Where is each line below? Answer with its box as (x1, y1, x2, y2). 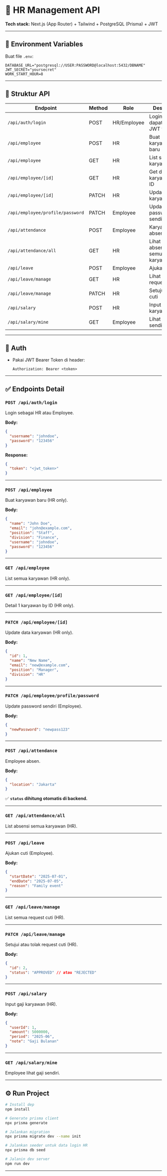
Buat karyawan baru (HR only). (5, 497, 68, 503)
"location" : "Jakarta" (9, 782, 57, 787)
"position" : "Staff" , (9, 531, 55, 536)
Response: (5, 452, 28, 458)
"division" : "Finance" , (9, 535, 59, 540)
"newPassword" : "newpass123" (9, 727, 70, 732)
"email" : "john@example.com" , (9, 526, 72, 531)
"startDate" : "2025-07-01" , (9, 874, 68, 879)
